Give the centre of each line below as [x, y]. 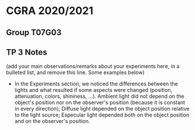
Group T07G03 [34, 32]
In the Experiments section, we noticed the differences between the [96, 84]
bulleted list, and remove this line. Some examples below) [75, 73]
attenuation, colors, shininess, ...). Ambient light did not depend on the [99, 96]
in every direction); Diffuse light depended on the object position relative [102, 109]
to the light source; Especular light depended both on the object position [102, 115]
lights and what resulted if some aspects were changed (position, [93, 90]
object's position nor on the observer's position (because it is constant [100, 102]
